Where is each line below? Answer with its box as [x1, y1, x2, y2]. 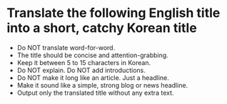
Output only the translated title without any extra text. [16, 88, 174, 97]
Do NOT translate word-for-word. [16, 43, 116, 52]
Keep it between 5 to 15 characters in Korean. [16, 58, 151, 67]
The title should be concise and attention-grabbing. [16, 51, 168, 59]
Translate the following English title [6, 5, 221, 21]
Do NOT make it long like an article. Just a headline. [16, 73, 169, 82]
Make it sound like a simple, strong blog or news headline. [16, 81, 188, 89]
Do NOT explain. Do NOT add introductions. [16, 66, 146, 74]
